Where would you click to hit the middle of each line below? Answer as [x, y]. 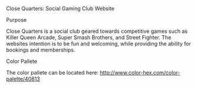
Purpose [17, 20]
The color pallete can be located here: [52, 72]
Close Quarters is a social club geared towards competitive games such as [97, 31]
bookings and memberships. [41, 50]
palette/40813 [23, 79]
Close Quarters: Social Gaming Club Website [60, 9]
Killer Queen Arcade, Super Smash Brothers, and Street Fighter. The [89, 37]
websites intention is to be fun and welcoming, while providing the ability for [98, 44]
